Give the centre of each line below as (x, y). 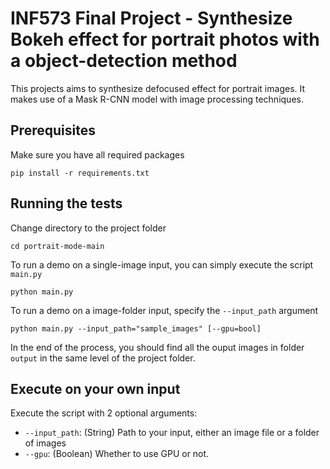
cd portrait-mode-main (57, 246)
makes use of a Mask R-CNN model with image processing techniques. (157, 99)
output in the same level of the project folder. (103, 358)
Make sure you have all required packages (97, 154)
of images (45, 443)
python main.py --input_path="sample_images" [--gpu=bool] (136, 328)
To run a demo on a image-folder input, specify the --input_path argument (164, 310)
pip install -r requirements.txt (80, 173)
